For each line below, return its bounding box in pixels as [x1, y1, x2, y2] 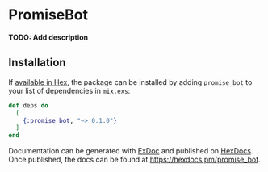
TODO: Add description [8, 32, 89, 42]
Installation [8, 56, 66, 69]
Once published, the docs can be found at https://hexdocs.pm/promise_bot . [8, 155, 261, 165]
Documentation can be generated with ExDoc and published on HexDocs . [8, 146, 253, 156]
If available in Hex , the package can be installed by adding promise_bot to [8, 77, 253, 86]
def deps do [8, 101, 48, 110]
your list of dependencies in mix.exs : [8, 86, 131, 95]
